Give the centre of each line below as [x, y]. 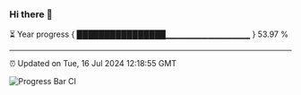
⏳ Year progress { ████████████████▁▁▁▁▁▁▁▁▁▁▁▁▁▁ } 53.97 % [149, 34]
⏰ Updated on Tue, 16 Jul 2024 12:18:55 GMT [93, 64]
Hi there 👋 [31, 14]
